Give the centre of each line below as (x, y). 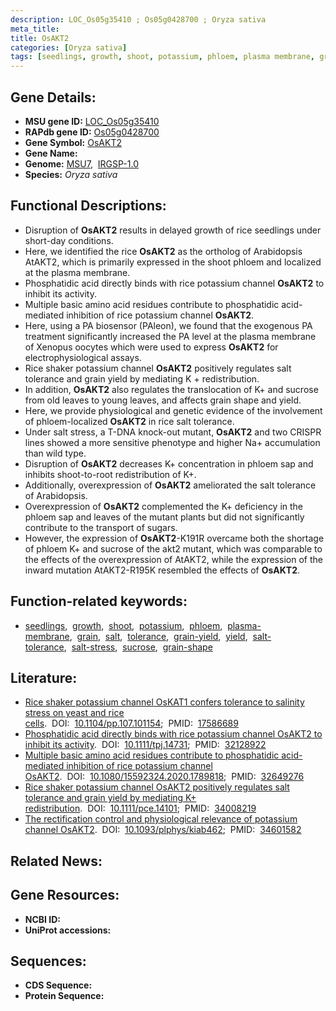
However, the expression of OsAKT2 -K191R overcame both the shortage (174, 538)
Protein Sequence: (64, 996)
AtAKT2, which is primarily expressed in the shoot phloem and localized (173, 262)
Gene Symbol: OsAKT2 (73, 142)
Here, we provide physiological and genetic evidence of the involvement (173, 410)
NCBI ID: (43, 919)
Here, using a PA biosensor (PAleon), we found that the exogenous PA (168, 325)
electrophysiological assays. (83, 357)
